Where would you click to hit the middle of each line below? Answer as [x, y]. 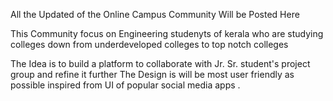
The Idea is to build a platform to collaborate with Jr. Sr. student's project [160, 63]
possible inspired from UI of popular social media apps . [125, 85]
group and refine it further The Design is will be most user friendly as [152, 74]
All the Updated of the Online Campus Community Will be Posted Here [155, 14]
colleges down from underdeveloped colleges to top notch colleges [149, 44]
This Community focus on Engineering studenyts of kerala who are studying [167, 33]
